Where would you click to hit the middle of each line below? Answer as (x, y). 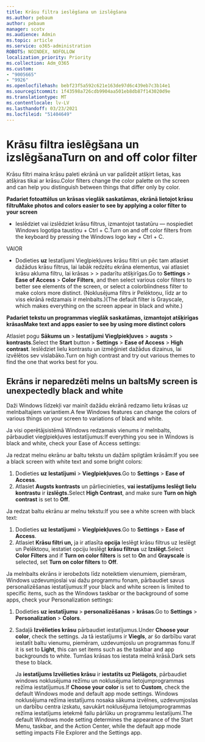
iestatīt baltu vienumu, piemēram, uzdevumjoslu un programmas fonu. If (105, 643)
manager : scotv (26, 29)
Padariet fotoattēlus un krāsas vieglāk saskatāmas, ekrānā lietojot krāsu (100, 199)
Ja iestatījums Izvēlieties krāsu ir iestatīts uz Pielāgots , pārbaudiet (101, 674)
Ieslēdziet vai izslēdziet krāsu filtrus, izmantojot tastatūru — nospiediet (104, 224)
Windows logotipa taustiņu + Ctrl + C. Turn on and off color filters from (103, 230)
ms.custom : (20, 69)
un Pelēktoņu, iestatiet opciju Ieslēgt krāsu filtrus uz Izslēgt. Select (99, 549)
